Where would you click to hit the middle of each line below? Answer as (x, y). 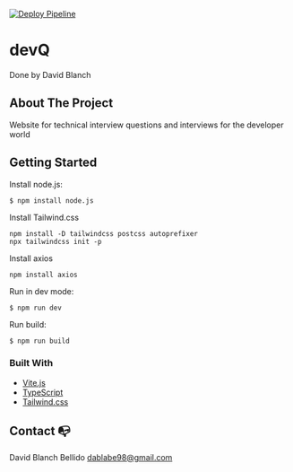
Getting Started (53, 163)
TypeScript (43, 392)
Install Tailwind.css (44, 217)
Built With (31, 363)
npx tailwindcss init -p (56, 241)
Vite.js (34, 382)
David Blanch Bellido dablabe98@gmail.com (91, 457)
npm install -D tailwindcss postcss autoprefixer (104, 233)
